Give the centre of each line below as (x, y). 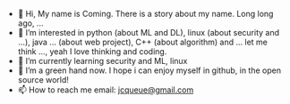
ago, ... (30, 23)
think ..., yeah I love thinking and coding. (92, 52)
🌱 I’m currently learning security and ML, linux (102, 61)
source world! (43, 80)
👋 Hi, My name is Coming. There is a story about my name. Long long (145, 14)
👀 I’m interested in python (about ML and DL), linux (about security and (149, 32)
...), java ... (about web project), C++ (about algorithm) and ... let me (143, 42)
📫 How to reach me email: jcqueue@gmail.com (106, 90)
